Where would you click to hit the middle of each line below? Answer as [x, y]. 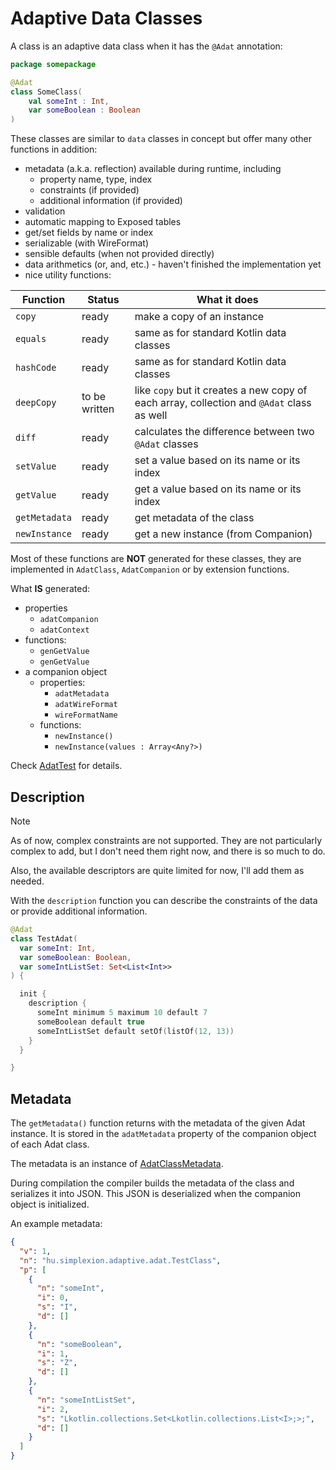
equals [31, 339]
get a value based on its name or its [218, 489]
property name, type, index [96, 179]
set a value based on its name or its [217, 460]
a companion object [66, 672]
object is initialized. [50, 1204]
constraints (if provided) [89, 190]
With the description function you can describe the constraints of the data [164, 900]
